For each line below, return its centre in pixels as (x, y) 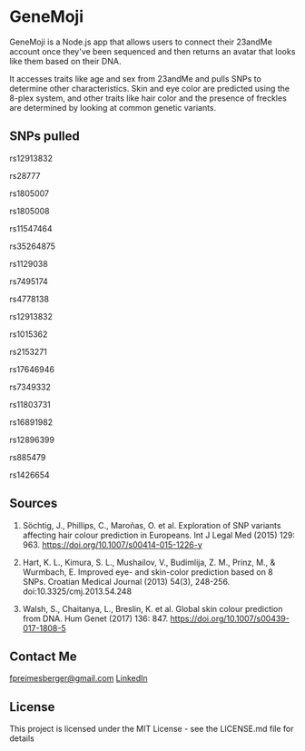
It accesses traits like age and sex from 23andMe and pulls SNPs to (135, 78)
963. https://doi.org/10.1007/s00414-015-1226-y (112, 544)
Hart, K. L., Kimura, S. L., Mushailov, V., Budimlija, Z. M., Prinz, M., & (149, 562)
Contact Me (43, 656)
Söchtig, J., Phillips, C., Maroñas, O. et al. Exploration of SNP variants (152, 525)
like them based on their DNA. (65, 61)
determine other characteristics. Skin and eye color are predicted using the (150, 88)
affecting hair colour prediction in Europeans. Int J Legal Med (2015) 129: (158, 535)
